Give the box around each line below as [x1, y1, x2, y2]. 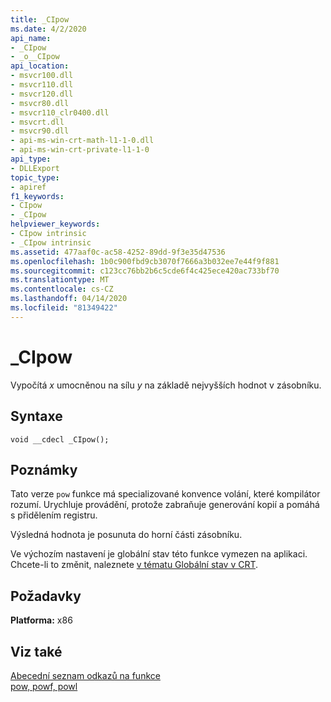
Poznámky [10, 461, 78, 478]
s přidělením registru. [10, 509, 98, 521]
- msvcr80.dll [10, 98, 70, 108]
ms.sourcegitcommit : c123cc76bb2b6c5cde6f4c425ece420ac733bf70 [10, 266, 280, 276]
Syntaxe [10, 408, 63, 425]
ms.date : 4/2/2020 [10, 24, 87, 34]
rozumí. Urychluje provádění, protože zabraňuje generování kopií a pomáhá [10, 499, 320, 511]
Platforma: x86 [10, 614, 73, 626]
